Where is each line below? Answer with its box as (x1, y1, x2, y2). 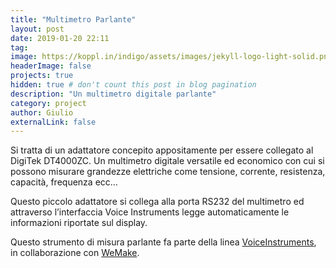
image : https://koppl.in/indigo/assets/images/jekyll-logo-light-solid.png (10, 52, 333, 62)
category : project (10, 98, 87, 108)
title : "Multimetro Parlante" (10, 14, 137, 25)
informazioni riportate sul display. (10, 217, 148, 229)
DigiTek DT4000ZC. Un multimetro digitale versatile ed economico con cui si (10, 155, 325, 167)
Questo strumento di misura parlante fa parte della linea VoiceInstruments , (10, 236, 317, 248)
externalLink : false (10, 117, 97, 127)
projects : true (10, 71, 74, 81)
